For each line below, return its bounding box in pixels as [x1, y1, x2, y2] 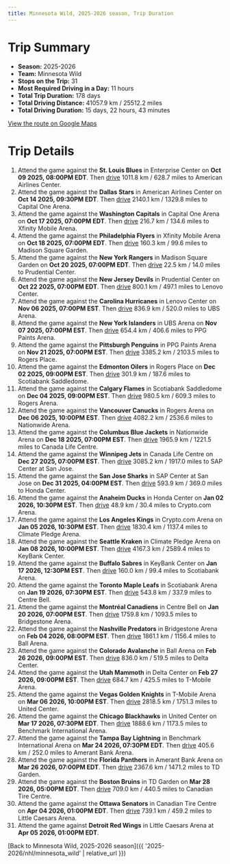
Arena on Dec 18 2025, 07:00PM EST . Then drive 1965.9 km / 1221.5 [17, 435, 212, 443]
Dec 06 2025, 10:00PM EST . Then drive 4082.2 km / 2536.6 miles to [17, 413, 213, 421]
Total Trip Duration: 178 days [17, 91, 101, 99]
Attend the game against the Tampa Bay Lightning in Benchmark [17, 734, 201, 742]
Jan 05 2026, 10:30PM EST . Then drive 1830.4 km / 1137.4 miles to [17, 522, 208, 531]
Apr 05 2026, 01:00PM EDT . [17, 828, 99, 837]
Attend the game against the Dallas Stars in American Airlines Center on [17, 188, 222, 196]
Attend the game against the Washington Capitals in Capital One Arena [17, 210, 220, 218]
